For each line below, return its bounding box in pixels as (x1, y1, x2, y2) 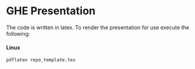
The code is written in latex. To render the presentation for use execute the (6, 24, 190, 31)
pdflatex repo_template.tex (6, 57, 76, 63)
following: (6, 30, 30, 37)
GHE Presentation (6, 4, 96, 18)
